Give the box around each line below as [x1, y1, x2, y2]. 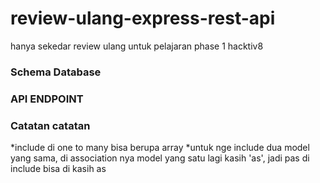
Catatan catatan [10, 118, 91, 132]
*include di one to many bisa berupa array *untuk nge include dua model [10, 142, 310, 154]
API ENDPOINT [10, 92, 84, 106]
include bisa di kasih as [10, 163, 107, 175]
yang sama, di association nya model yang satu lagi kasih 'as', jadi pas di [10, 152, 310, 164]
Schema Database [10, 65, 102, 79]
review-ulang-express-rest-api [10, 7, 276, 30]
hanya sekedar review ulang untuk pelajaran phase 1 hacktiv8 [10, 40, 264, 52]
